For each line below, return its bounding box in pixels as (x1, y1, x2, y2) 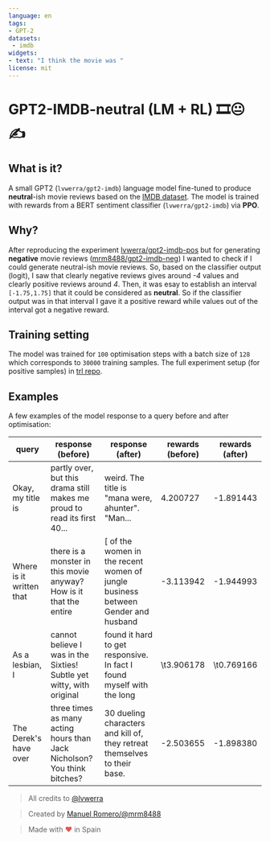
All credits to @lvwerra (27, 794, 104, 803)
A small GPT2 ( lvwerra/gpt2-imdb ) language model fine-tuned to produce (8, 183, 252, 193)
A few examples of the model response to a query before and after (8, 411, 229, 421)
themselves (104, 748, 149, 759)
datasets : (8, 34, 42, 43)
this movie (50, 566, 90, 577)
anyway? (50, 576, 84, 587)
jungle (104, 576, 129, 587)
